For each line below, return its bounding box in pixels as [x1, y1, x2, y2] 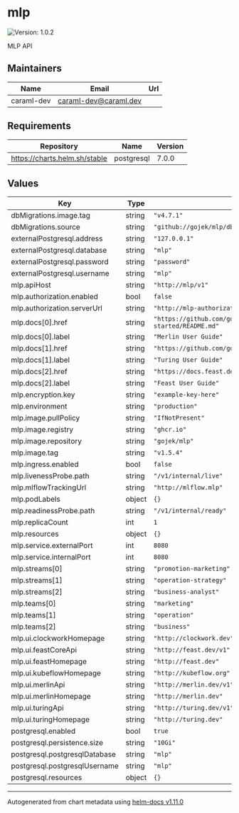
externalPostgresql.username [11, 268, 110, 278]
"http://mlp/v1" [153, 281, 208, 289]
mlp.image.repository [11, 436, 83, 446]
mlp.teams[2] [11, 622, 56, 632]
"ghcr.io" [153, 425, 187, 434]
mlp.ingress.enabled [11, 460, 79, 470]
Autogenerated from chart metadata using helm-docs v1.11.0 [7, 797, 184, 807]
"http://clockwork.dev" [153, 635, 234, 642]
